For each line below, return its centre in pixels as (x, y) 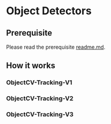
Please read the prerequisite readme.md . (56, 47)
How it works (31, 66)
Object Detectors (49, 11)
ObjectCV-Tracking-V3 (40, 115)
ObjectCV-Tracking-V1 (39, 82)
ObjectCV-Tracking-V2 (40, 98)
